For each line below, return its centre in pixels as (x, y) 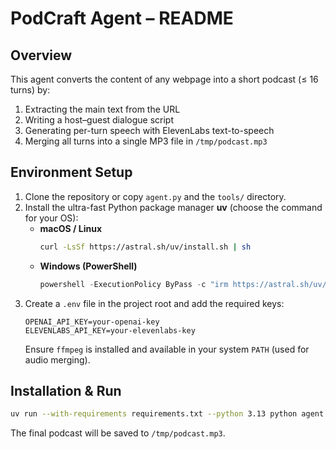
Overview (41, 55)
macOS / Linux (71, 228)
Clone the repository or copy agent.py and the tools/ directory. (155, 196)
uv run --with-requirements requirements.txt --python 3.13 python (154, 414)
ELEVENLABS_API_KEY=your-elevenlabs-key (110, 330)
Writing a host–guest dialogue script (99, 120)
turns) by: (30, 90)
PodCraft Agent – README (122, 18)
